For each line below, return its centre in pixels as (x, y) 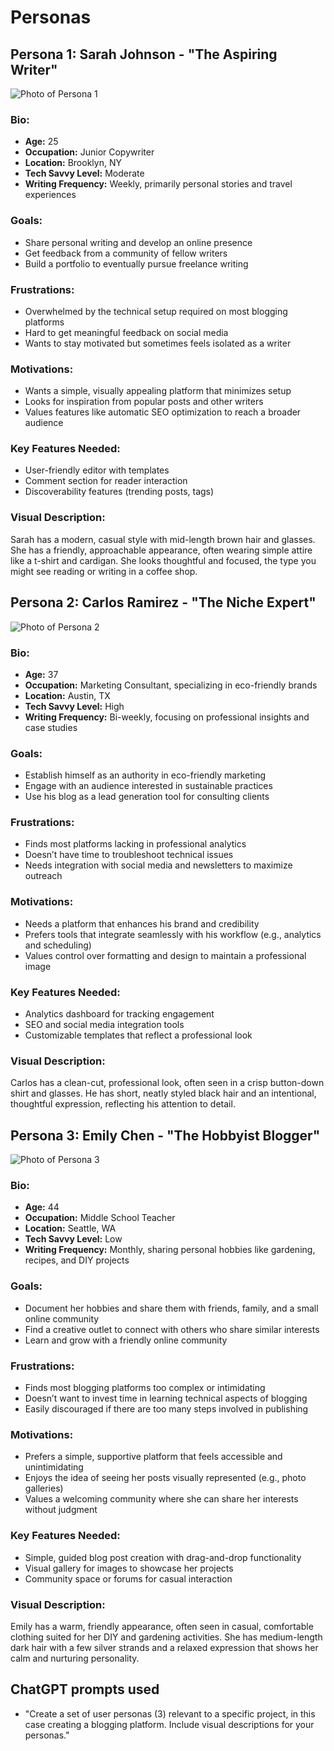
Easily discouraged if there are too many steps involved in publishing (166, 1409)
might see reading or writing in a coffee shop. (104, 571)
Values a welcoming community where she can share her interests (161, 1499)
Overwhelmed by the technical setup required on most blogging (156, 311)
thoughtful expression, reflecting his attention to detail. (123, 1104)
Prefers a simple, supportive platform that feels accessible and (153, 1457)
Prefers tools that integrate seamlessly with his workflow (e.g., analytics (173, 934)
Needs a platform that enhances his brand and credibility (142, 923)
